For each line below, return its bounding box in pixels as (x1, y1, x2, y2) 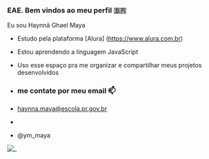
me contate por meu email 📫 (17, 86, 116, 96)
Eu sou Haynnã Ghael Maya (7, 21, 86, 30)
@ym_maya (17, 131, 50, 139)
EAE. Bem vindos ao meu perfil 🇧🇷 (7, 6, 126, 15)
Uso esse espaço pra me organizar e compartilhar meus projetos (17, 61, 202, 70)
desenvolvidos (17, 68, 59, 77)
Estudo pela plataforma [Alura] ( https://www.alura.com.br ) (17, 34, 183, 43)
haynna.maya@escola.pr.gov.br (17, 104, 108, 112)
